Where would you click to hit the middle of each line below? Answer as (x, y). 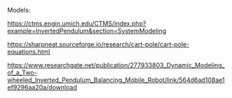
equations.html (29, 52)
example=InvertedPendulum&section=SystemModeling (87, 31)
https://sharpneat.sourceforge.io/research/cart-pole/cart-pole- (98, 44)
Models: (19, 10)
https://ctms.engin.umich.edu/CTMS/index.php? (77, 23)
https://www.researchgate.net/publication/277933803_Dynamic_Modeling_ (116, 65)
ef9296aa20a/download (42, 87)
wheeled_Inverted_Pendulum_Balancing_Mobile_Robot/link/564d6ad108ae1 (116, 80)
